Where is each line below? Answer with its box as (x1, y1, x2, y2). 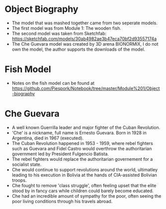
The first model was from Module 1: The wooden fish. (11, 25, 121, 31)
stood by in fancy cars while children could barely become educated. (11, 188, 154, 194)
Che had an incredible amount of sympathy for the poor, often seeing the (11, 193, 162, 199)
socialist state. (11, 161, 42, 167)
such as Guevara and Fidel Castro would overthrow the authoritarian (11, 145, 152, 151)
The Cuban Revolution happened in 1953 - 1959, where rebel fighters (11, 140, 154, 146)
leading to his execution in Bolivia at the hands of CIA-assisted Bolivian (11, 172, 158, 178)
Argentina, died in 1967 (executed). (11, 135, 84, 141)
